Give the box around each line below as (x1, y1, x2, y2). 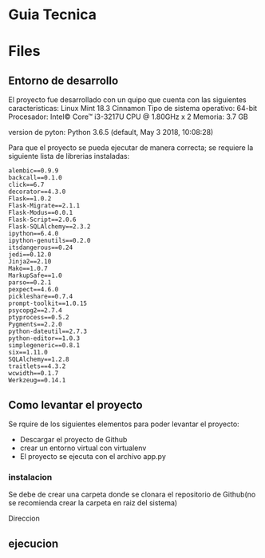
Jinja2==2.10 (8, 258, 52, 266)
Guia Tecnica (8, 6, 97, 24)
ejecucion (8, 536, 59, 550)
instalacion (8, 471, 53, 482)
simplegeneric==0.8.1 (8, 342, 81, 350)
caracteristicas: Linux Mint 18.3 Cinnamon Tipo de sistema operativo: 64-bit (8, 104, 258, 113)
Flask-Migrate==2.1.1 (8, 202, 81, 210)
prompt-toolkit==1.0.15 (8, 299, 88, 308)
